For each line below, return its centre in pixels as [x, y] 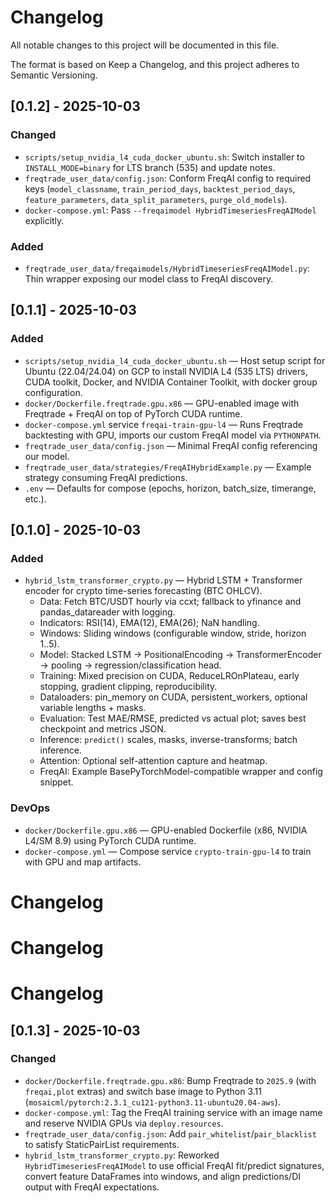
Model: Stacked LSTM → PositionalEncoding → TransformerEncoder [180, 655]
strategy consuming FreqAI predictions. [106, 477]
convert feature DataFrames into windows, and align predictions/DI [162, 1176]
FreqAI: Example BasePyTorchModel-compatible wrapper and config [181, 772]
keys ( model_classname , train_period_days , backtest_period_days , [160, 188]
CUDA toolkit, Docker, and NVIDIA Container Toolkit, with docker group [171, 382]
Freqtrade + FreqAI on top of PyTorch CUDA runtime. [133, 413]
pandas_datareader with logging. [107, 612]
